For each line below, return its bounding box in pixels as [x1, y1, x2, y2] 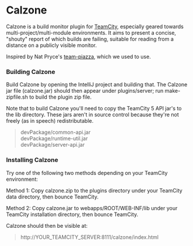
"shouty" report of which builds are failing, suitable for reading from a [6, 35, 174, 42]
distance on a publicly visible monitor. [6, 42, 97, 49]
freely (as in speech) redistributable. [6, 117, 94, 124]
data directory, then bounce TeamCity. [6, 193, 99, 200]
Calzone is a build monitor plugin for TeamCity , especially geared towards [6, 23, 184, 30]
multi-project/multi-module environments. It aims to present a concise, [6, 29, 177, 36]
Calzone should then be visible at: [6, 222, 88, 229]
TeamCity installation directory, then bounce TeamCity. [6, 211, 139, 218]
